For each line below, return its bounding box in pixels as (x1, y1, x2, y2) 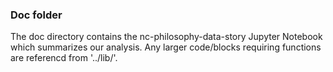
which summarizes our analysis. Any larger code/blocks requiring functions (10, 41, 322, 53)
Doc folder (10, 8, 63, 22)
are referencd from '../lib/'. (10, 52, 118, 64)
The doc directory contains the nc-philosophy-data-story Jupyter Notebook (10, 31, 323, 43)
